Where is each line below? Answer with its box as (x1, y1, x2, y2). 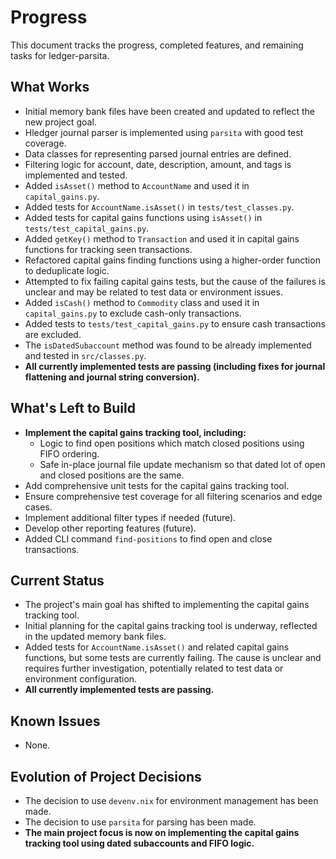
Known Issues (10, 712, 101, 730)
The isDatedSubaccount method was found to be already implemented (24, 339, 312, 351)
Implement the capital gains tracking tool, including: (24, 426, 247, 438)
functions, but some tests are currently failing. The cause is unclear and (24, 652, 322, 664)
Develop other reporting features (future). (24, 522, 197, 534)
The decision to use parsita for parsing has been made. (24, 816, 257, 828)
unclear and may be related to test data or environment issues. (24, 286, 283, 298)
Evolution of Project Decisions (10, 768, 202, 785)
